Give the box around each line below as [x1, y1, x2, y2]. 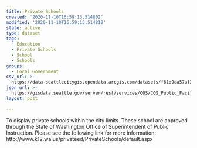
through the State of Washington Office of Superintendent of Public [6, 123, 169, 130]
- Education [11, 42, 41, 47]
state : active [6, 25, 41, 31]
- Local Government [11, 68, 59, 74]
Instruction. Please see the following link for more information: [6, 129, 157, 136]
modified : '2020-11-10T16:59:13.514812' [6, 19, 107, 25]
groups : [6, 63, 25, 69]
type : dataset [6, 30, 41, 36]
